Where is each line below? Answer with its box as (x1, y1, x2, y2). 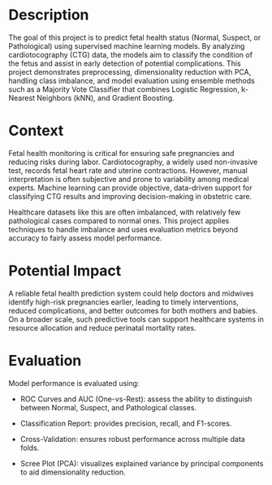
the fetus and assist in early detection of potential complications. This (8, 58, 241, 68)
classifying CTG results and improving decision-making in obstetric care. (8, 191, 253, 201)
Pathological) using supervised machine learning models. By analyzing (8, 41, 245, 50)
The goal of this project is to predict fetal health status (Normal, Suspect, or (8, 32, 261, 42)
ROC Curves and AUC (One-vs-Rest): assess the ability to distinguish (19, 394, 253, 404)
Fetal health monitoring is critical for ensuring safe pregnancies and (8, 148, 235, 158)
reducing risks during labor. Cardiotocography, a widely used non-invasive (8, 157, 258, 167)
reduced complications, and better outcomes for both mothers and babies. (8, 305, 258, 315)
